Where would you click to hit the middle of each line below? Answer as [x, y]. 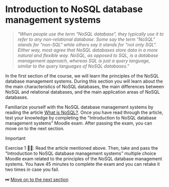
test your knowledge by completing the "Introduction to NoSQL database [81, 117]
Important [15, 138]
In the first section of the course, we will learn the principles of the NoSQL [82, 76]
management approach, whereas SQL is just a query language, [84, 60]
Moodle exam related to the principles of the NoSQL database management [84, 159]
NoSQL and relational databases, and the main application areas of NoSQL [82, 92]
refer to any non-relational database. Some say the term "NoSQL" [86, 39]
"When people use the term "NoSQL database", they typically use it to [91, 34]
